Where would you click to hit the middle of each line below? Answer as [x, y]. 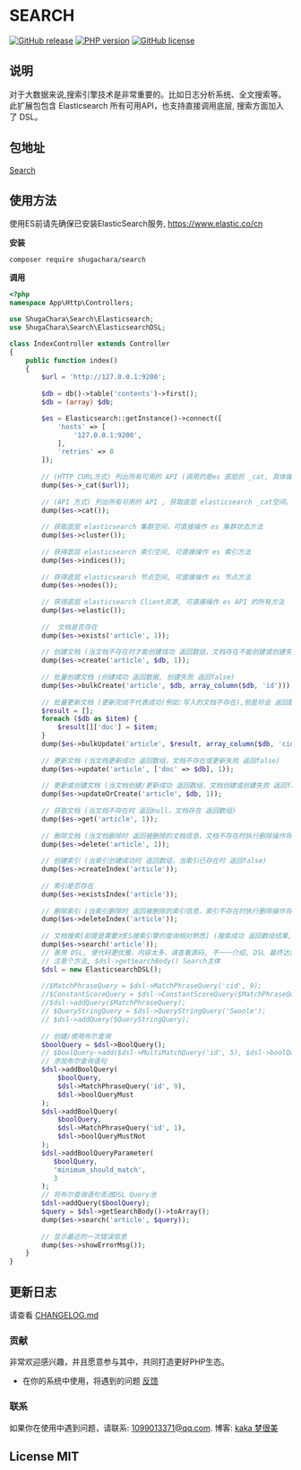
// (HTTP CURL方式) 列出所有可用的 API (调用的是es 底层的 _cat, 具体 [164, 477]
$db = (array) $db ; [78, 402]
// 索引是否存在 [68, 885]
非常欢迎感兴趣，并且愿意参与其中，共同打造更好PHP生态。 [120, 1362]
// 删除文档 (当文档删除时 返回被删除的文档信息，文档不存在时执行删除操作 [163, 836]
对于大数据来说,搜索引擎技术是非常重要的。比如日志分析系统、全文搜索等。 [148, 94]
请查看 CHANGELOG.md [54, 1315]
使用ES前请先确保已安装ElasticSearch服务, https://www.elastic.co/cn [136, 224]
